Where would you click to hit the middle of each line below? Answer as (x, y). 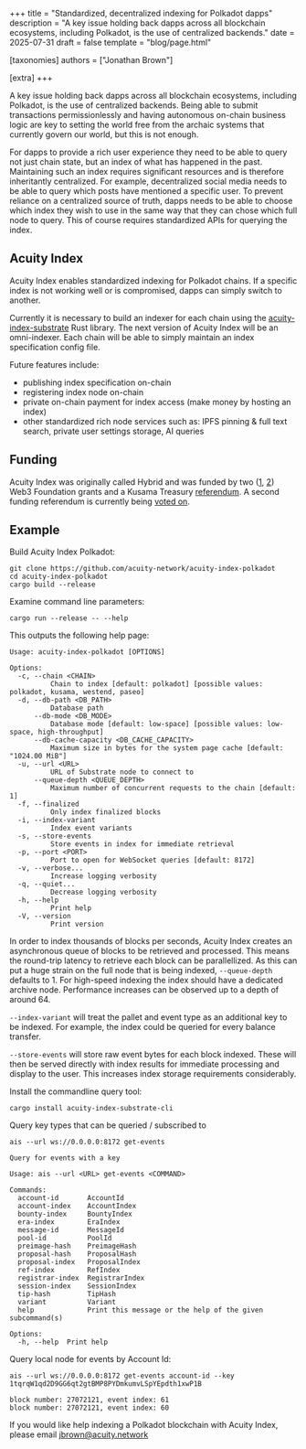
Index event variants (91, 828)
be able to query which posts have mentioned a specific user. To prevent (147, 191)
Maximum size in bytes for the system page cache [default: (167, 748)
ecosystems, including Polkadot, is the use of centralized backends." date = (152, 32)
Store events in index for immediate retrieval (142, 844)
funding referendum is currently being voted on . (100, 501)
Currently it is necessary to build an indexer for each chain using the (138, 317)
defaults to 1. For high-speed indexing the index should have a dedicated (146, 980)
